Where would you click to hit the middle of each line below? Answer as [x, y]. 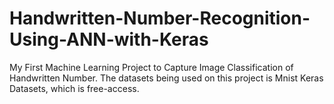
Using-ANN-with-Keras [109, 39]
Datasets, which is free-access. [74, 88]
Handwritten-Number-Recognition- [160, 18]
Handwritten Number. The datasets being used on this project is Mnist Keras [166, 78]
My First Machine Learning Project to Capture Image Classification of [151, 67]
